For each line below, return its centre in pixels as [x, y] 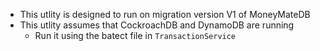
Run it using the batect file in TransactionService [135, 35]
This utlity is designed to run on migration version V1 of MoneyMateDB [165, 14]
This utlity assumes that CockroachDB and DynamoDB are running [157, 25]
